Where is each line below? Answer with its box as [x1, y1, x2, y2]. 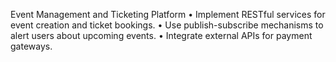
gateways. [10, 40, 53, 52]
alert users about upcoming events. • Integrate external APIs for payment [10, 30, 313, 41]
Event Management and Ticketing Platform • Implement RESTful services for [10, 9, 326, 20]
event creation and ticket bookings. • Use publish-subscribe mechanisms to [10, 19, 324, 31]
